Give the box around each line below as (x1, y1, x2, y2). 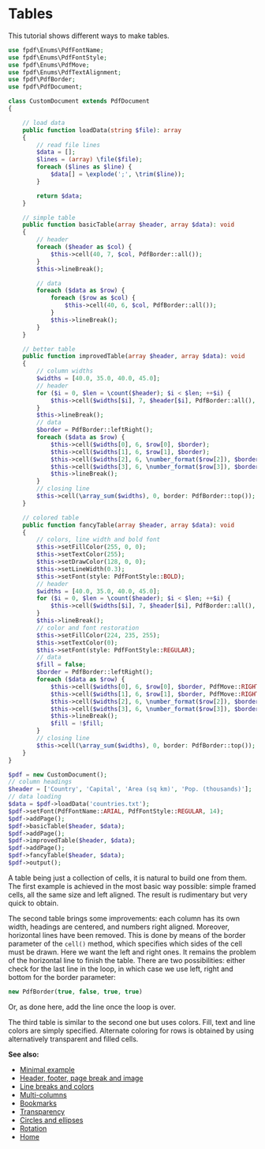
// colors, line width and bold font (36, 535, 160, 544)
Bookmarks (19, 1098, 58, 1108)
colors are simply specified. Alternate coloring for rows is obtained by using (8, 1026, 255, 1035)
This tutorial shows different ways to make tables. (8, 31, 170, 40)
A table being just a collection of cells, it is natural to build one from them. (8, 873, 248, 883)
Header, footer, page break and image (19, 1073, 144, 1083)
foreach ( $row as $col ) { (50, 294, 136, 302)
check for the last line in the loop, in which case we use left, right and (8, 964, 234, 973)
